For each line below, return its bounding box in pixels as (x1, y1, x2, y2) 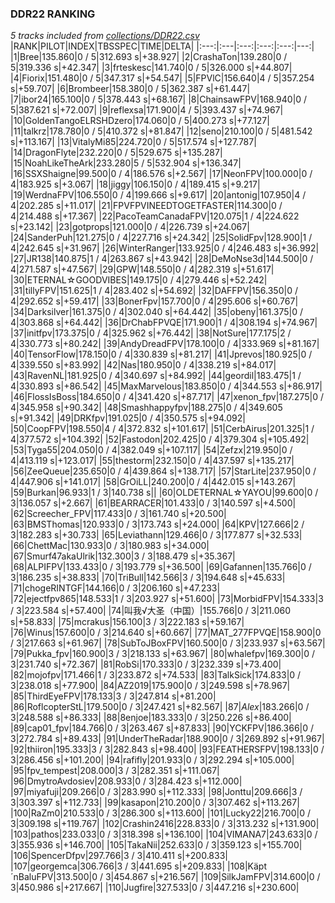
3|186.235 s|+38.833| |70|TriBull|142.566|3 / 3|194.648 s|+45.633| (10, 572, 286, 584)
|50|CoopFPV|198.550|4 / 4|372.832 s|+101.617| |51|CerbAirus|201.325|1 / (10, 423, 315, 435)
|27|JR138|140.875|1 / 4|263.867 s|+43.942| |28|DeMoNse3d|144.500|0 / (10, 253, 314, 265)
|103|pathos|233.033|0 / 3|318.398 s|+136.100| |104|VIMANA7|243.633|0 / (10, 828, 318, 841)
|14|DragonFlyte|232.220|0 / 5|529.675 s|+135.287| (10, 147, 223, 159)
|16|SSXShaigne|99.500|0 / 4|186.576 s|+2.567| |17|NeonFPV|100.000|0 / (10, 168, 313, 180)
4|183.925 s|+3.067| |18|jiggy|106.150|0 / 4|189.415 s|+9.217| (10, 178, 261, 191)
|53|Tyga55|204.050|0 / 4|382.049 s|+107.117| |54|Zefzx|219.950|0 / (10, 444, 293, 456)
